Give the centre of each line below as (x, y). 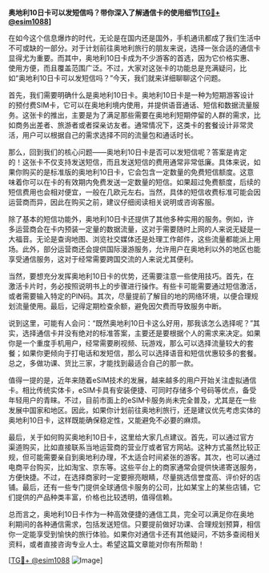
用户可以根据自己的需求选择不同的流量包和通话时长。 (110, 135)
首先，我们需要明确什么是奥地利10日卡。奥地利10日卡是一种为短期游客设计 (131, 95)
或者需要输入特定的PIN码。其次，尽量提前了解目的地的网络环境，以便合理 (130, 296)
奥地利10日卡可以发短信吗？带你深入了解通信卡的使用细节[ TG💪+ (114, 12)
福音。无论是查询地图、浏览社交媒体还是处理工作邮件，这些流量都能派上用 (138, 239)
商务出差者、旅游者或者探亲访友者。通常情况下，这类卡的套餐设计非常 (130, 125)
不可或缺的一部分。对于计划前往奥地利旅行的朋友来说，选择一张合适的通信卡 (134, 48)
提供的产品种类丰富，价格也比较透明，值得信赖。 (96, 497)
